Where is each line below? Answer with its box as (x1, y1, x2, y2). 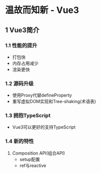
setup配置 (19, 156, 40, 162)
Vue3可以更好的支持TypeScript (12, 124, 76, 130)
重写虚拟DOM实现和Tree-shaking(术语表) (12, 99, 96, 105)
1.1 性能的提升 (5, 42, 37, 49)
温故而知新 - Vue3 (5, 4, 79, 16)
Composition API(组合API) (12, 150, 65, 156)
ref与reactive (19, 162, 46, 169)
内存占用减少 (12, 60, 38, 66)
